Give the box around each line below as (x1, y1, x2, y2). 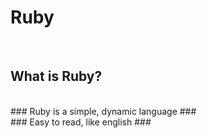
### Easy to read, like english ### (10, 116, 152, 128)
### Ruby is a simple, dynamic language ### (10, 105, 197, 117)
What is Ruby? (10, 68, 103, 85)
